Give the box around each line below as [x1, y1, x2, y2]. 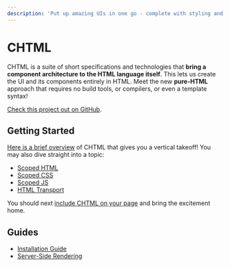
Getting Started [7, 125, 75, 136]
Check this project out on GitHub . [7, 105, 102, 114]
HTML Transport [17, 186, 64, 194]
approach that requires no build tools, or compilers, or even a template [7, 84, 207, 93]
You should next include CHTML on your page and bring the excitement [7, 199, 211, 207]
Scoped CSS [17, 171, 54, 180]
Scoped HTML [17, 164, 59, 172]
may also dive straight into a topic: [7, 151, 105, 159]
